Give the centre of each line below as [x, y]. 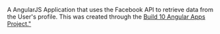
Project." [19, 24]
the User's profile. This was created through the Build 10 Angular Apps [106, 17]
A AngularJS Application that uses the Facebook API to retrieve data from [110, 10]
